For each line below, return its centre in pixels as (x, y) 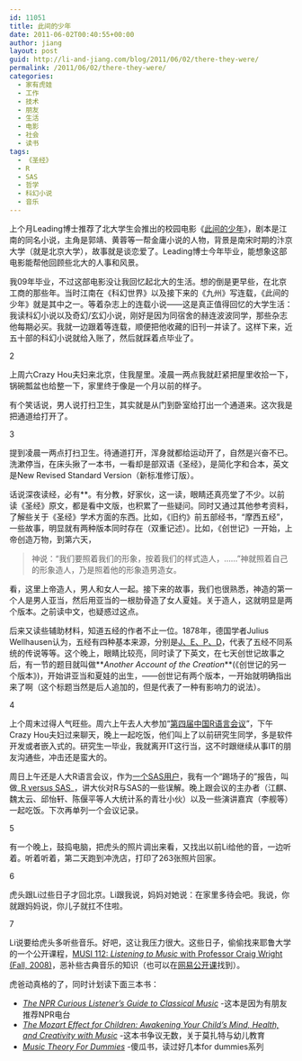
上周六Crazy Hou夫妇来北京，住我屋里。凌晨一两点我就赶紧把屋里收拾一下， (151, 374)
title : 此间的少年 (40, 26)
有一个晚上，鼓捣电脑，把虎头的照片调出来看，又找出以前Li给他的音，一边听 (151, 847)
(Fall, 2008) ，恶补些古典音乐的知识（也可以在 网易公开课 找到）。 (127, 965)
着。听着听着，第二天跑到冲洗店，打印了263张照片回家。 (115, 857)
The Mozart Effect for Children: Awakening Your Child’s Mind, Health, (151, 1024)
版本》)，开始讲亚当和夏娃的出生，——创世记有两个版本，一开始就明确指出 (154, 676)
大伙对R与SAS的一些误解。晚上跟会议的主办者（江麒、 (191, 787)
